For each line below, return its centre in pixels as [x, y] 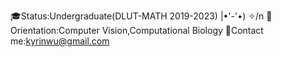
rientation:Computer [55, 30]
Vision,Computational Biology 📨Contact [182, 30]
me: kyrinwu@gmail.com [60, 41]
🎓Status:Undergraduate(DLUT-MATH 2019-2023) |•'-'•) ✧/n [137, 16]
